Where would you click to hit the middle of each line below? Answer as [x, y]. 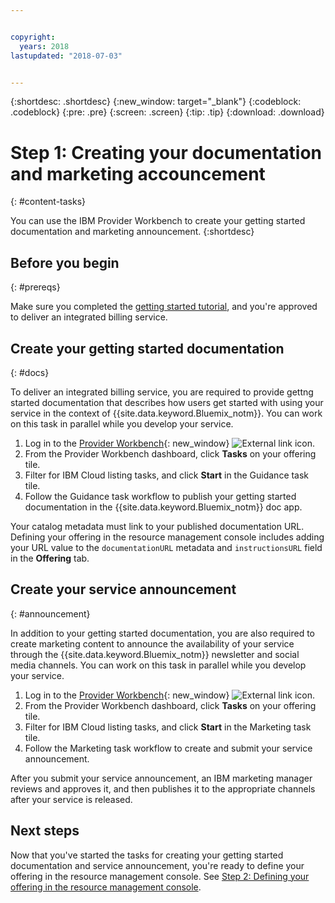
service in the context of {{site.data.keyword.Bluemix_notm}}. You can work [166, 413]
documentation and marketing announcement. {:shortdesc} [132, 232]
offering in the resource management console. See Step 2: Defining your [160, 876]
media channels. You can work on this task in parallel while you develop [158, 665]
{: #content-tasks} [48, 202]
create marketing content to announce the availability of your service [152, 643]
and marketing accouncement [138, 173]
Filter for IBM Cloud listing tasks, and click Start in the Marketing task [168, 727]
